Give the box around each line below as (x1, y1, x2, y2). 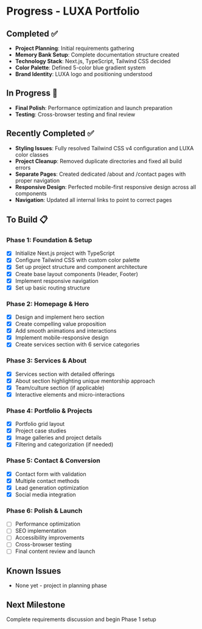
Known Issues (6, 566, 61, 576)
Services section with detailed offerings (15, 370, 115, 378)
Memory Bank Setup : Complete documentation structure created (15, 51, 179, 58)
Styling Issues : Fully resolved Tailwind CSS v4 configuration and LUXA (15, 144, 194, 151)
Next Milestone (6, 599, 66, 610)
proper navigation (15, 176, 60, 184)
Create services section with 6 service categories (15, 341, 140, 348)
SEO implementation (15, 527, 67, 535)
